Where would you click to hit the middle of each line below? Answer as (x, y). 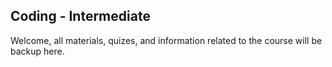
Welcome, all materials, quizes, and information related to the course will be (166, 40)
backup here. (37, 51)
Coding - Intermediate (80, 16)
